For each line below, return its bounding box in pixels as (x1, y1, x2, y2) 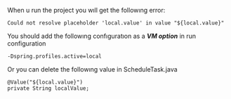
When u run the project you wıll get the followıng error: (7, 6, 166, 14)
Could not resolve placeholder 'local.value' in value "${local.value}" (7, 20, 225, 27)
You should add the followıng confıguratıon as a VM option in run (7, 32, 197, 40)
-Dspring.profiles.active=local (7, 53, 102, 60)
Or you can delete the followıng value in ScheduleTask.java (7, 65, 178, 73)
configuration (7, 39, 46, 48)
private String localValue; (7, 85, 90, 92)
